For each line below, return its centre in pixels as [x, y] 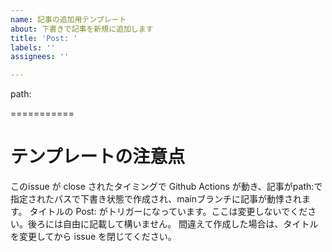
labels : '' [33, 47]
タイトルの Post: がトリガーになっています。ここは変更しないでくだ [168, 212]
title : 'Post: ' [44, 38]
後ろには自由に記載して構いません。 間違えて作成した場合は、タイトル [173, 224]
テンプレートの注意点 [98, 157]
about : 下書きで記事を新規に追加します [82, 29]
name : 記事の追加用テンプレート [68, 19]
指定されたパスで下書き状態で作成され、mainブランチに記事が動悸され [156, 199]
